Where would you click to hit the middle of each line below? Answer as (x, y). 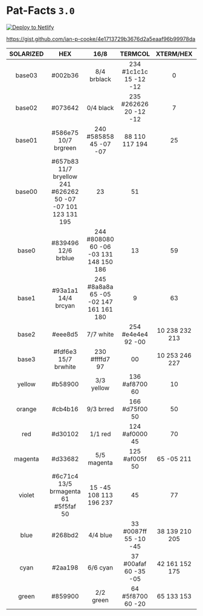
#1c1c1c (135, 71)
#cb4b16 (65, 409)
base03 (27, 75)
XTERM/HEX (174, 54)
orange (26, 409)
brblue (65, 258)
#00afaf (135, 563)
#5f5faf (65, 506)
